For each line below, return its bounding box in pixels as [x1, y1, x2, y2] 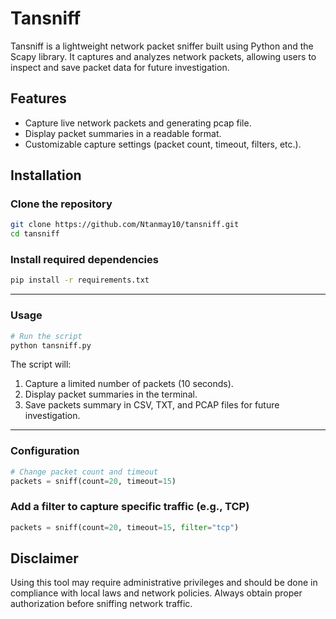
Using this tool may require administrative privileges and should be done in [10, 577, 318, 589]
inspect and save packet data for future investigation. [10, 61, 230, 73]
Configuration [10, 444, 80, 458]
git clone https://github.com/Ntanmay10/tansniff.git [10, 220, 240, 230]
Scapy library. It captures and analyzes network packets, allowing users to [10, 50, 317, 62]
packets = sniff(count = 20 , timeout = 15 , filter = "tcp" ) [10, 522, 240, 532]
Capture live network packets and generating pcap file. [24, 117, 252, 129]
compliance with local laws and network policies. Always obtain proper [10, 587, 303, 599]
